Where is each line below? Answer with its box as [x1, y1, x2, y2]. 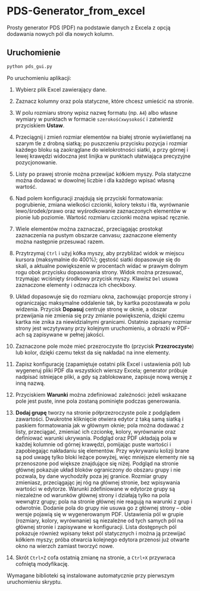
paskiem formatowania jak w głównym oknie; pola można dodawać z [15, 421, 185, 428]
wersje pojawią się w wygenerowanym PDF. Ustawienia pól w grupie [15, 510, 184, 517]
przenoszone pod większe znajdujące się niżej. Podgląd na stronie [15, 460, 179, 467]
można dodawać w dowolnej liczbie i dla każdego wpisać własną [15, 176, 175, 183]
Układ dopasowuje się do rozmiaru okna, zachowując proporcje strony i [15, 293, 191, 300]
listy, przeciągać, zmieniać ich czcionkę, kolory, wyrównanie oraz [15, 428, 176, 435]
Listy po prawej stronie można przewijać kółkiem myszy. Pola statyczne [15, 170, 191, 177]
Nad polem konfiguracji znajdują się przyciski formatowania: [15, 194, 164, 201]
